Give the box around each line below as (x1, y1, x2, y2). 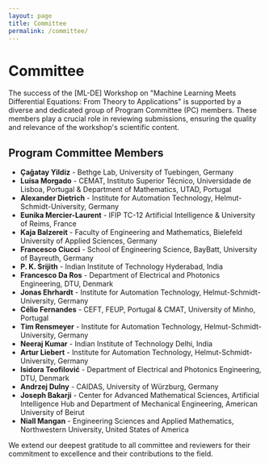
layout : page (8, 11, 53, 20)
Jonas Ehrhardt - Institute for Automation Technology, (19, 287, 202, 297)
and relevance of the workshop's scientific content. (8, 123, 180, 132)
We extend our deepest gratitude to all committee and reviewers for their (8, 441, 250, 450)
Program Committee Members (8, 146, 164, 160)
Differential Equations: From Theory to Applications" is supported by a (8, 97, 242, 107)
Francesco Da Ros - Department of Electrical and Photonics (19, 270, 221, 280)
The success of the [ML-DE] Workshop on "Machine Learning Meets (8, 88, 237, 98)
